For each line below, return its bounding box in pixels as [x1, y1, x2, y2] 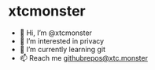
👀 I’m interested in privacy [19, 36, 105, 45]
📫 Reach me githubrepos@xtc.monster [19, 53, 148, 62]
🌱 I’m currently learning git [19, 44, 106, 54]
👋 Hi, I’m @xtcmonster [19, 28, 93, 37]
